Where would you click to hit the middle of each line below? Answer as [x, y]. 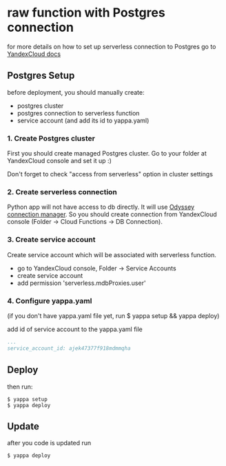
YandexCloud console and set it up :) [59, 161]
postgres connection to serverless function [78, 113]
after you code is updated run [49, 443]
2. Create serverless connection [62, 192]
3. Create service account [51, 240]
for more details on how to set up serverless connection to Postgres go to [112, 46]
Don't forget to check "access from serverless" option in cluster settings [110, 174]
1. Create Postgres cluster [51, 138]
